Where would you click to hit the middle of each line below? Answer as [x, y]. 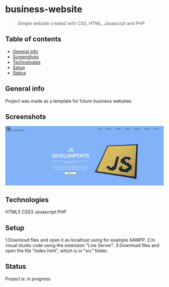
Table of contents [33, 39]
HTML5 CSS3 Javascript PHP [36, 212]
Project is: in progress [28, 278]
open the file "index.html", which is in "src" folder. [57, 251]
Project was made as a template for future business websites [68, 101]
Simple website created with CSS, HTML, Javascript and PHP [81, 23]
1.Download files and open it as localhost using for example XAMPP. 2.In [80, 240]
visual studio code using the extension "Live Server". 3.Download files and [82, 246]
